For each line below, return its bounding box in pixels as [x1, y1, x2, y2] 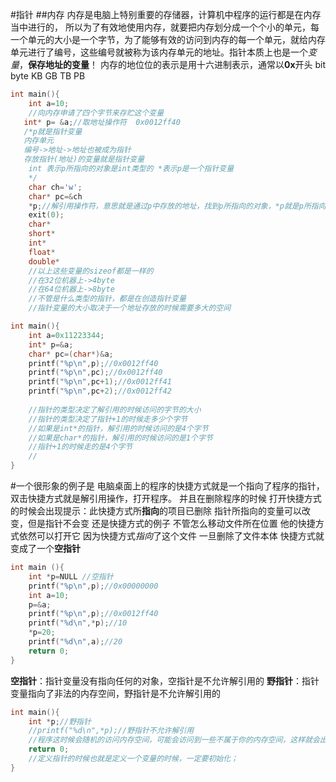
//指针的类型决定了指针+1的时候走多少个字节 [28, 414, 188, 424]
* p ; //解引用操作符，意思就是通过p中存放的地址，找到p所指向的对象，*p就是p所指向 [28, 201, 327, 211]
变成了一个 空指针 [10, 543, 81, 554]
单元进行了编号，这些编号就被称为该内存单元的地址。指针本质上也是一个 [10, 46, 308, 58]
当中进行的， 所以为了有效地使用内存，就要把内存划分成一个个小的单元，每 [10, 21, 320, 33]
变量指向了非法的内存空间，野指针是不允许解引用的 [10, 687, 221, 699]
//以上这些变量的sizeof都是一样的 [28, 266, 154, 276]
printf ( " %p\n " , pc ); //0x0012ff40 [28, 368, 163, 378]
